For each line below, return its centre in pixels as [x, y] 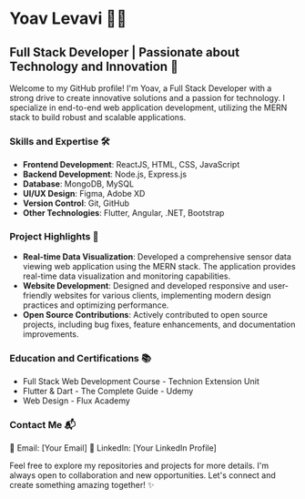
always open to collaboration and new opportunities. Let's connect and [142, 475]
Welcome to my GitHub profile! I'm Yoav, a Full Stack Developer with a [141, 88]
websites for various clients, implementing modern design [163, 295]
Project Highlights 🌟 [54, 237]
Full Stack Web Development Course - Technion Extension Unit [141, 381]
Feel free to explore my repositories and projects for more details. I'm [139, 466]
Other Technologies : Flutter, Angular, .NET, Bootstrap [123, 213]
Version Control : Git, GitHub [76, 203]
